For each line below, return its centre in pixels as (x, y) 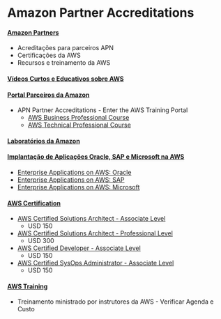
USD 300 (41, 241)
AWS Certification (34, 203)
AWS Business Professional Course (78, 118)
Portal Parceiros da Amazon (48, 95)
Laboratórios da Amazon (44, 141)
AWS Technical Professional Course (79, 125)
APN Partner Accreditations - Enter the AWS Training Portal (102, 110)
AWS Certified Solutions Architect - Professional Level (95, 233)
